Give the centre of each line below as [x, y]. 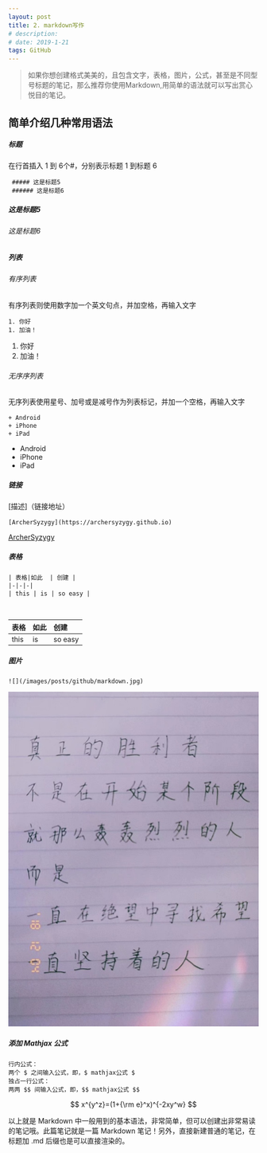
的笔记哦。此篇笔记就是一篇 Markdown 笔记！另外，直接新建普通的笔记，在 [132, 1131]
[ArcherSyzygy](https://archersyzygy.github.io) [90, 523]
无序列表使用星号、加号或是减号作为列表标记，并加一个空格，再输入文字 [126, 402]
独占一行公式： [29, 1081]
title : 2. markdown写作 [46, 25]
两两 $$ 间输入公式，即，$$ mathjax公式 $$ [74, 1090]
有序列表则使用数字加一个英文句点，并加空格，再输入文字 [102, 305]
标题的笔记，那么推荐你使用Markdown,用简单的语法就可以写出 [137, 85]
